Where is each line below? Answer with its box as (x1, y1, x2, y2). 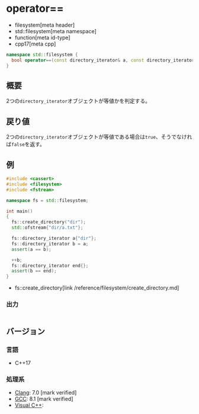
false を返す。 (11, 141, 46, 148)
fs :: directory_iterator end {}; (11, 262, 89, 268)
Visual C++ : (14, 402, 44, 409)
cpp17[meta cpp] (14, 40, 56, 47)
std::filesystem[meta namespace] (14, 27, 97, 34)
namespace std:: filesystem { (6, 52, 78, 57)
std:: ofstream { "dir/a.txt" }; (11, 224, 84, 231)
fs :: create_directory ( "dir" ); (11, 219, 86, 225)
